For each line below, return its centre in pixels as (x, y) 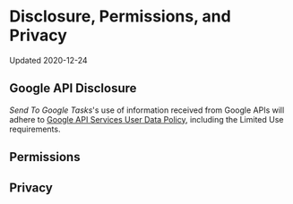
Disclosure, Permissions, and (120, 17)
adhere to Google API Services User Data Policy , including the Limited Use (146, 119)
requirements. (35, 129)
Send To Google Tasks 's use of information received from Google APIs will (147, 110)
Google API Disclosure (73, 88)
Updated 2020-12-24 (48, 60)
